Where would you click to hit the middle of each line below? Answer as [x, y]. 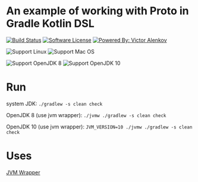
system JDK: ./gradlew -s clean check [54, 103]
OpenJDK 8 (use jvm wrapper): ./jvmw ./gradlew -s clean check [86, 115]
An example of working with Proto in [98, 11]
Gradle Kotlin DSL [50, 23]
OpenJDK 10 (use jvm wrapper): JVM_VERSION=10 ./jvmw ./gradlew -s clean [99, 127]
